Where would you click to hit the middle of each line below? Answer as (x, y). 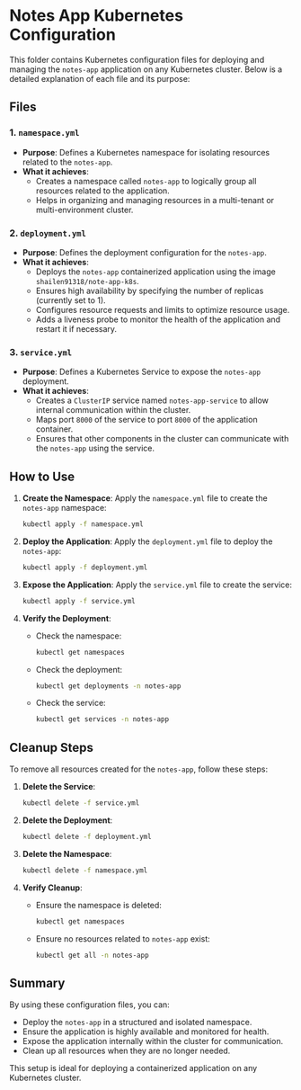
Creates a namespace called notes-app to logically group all (146, 181)
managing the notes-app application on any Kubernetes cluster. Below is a (146, 69)
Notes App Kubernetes (97, 16)
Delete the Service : (59, 787)
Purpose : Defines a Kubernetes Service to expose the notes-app (142, 372)
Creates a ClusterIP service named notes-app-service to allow (152, 400)
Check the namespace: (79, 636)
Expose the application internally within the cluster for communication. (153, 1041)
